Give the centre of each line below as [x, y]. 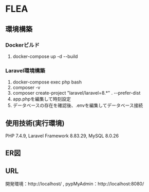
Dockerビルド [23, 45]
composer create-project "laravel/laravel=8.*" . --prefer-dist [77, 93]
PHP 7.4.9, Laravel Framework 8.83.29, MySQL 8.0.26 [62, 136]
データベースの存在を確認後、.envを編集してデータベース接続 [78, 105]
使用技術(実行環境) [35, 123]
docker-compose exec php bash [47, 82]
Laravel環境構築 [25, 71]
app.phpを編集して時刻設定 [42, 99]
